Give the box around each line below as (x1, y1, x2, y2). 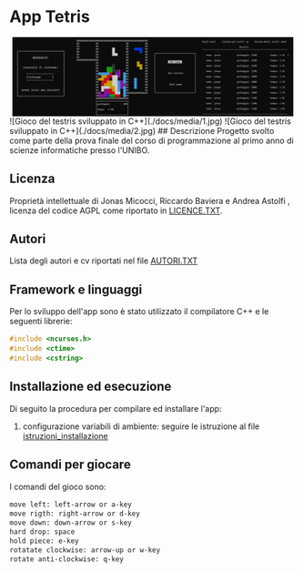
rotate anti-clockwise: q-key (9, 554, 125, 564)
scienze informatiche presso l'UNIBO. (9, 144, 150, 156)
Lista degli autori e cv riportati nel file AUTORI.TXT (9, 255, 198, 266)
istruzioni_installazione (22, 430, 108, 441)
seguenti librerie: (9, 316, 73, 327)
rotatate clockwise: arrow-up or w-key (9, 545, 161, 555)
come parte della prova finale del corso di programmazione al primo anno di (9, 135, 294, 146)
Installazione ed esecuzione (9, 379, 172, 394)
